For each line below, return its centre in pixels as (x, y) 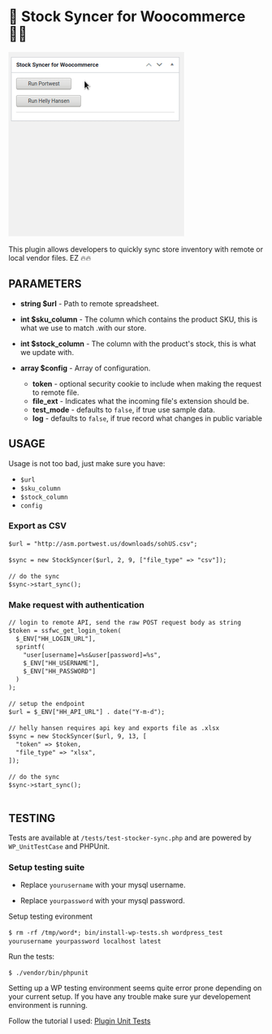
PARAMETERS (45, 284)
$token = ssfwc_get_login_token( (65, 631)
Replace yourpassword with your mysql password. (102, 901)
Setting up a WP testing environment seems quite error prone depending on (135, 988)
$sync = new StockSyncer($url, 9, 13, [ (78, 737)
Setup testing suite (47, 867)
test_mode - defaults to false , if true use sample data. (123, 409)
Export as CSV (38, 526)
